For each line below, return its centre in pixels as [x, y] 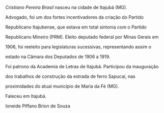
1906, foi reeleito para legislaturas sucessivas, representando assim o [78, 47]
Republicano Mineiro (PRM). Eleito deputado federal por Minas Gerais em [82, 37]
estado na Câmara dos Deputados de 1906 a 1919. [58, 56]
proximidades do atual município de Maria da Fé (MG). [62, 86]
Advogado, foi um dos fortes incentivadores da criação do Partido [75, 17]
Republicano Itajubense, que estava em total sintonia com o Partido [76, 27]
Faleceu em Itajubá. [26, 96]
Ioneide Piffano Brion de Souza [38, 106]
